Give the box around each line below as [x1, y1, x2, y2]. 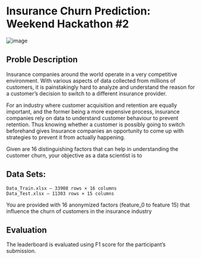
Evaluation [6, 225, 47, 235]
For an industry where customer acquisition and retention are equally [6, 101, 178, 109]
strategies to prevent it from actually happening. [6, 133, 125, 141]
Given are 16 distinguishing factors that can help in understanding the [6, 145, 179, 152]
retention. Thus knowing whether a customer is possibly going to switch [6, 121, 185, 128]
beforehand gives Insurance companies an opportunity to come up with [6, 127, 184, 134]
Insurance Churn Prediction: [6, 4, 151, 18]
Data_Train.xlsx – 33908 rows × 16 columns [6, 185, 117, 191]
